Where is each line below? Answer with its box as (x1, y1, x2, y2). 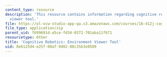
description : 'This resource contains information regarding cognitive (5, 12, 157, 17)
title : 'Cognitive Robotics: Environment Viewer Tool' (5, 40, 121, 45)
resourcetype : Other (5, 35, 48, 40)
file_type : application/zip (5, 26, 64, 31)
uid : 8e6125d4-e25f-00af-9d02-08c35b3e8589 (5, 44, 97, 49)
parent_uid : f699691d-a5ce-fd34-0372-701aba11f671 (5, 30, 112, 35)
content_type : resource (5, 7, 55, 12)
